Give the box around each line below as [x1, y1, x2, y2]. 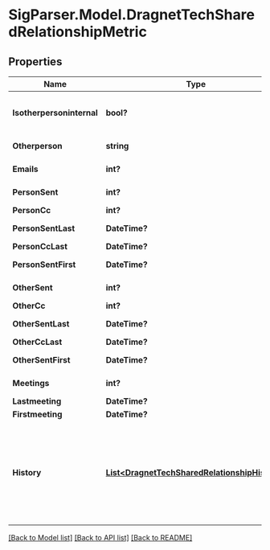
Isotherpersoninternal [12, 107, 98, 118]
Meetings [12, 378, 50, 388]
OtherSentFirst [12, 355, 71, 365]
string [105, 141, 129, 151]
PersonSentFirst [12, 259, 76, 270]
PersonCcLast [12, 241, 68, 252]
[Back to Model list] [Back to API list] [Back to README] [8, 533, 193, 542]
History [12, 467, 42, 478]
